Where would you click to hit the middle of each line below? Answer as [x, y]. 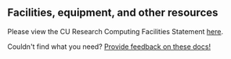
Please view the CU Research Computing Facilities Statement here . [115, 31]
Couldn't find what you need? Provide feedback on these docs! [109, 47]
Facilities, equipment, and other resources [113, 13]
